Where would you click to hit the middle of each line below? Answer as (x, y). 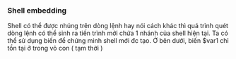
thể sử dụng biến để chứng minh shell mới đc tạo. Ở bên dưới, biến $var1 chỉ (118, 41)
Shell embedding (37, 11)
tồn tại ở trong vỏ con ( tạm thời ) (55, 48)
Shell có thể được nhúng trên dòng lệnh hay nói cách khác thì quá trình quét (118, 26)
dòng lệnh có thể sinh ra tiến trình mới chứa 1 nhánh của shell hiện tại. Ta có (118, 33)
